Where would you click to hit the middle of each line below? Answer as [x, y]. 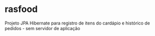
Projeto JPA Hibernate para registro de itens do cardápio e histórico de [77, 23]
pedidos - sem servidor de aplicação [42, 28]
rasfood [21, 9]
